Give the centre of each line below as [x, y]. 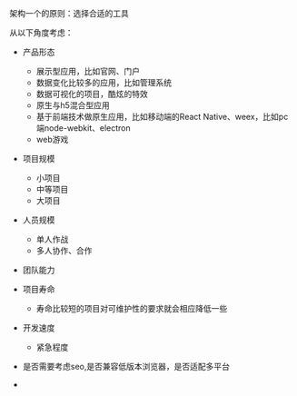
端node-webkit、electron [84, 128]
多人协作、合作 [64, 251]
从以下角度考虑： [41, 33]
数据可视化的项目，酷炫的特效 [92, 94]
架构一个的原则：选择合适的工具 [69, 13]
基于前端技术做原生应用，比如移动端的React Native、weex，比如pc [162, 117]
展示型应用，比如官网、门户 [88, 71]
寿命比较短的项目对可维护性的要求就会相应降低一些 [132, 308]
